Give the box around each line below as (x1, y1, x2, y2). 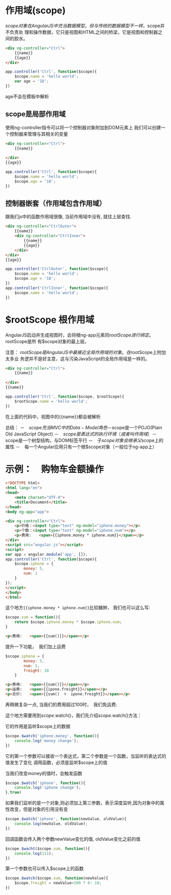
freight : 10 (23, 668, 50, 673)
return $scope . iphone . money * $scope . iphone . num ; (14, 619, 123, 625)
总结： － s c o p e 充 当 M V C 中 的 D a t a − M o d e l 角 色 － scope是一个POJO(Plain (5, 424, 162, 430)
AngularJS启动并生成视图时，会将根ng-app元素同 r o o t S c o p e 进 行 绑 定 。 (5, 331, 154, 338)
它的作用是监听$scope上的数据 (5, 723, 70, 729)
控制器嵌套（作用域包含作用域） (5, 199, 106, 208)
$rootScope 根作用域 (5, 314, 94, 325)
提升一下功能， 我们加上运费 (5, 643, 66, 650)
